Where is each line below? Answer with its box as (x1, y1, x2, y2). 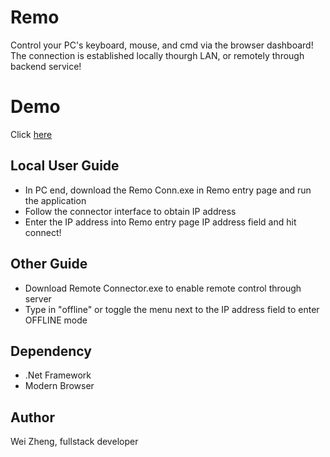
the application (24, 194, 87, 206)
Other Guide (10, 256, 88, 273)
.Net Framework (24, 369, 92, 381)
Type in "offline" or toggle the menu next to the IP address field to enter (24, 303, 320, 315)
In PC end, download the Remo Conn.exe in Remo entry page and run (24, 184, 312, 196)
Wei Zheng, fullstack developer (10, 436, 139, 448)
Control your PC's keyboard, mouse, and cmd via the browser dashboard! (10, 39, 314, 51)
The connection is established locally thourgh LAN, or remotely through (10, 49, 305, 61)
